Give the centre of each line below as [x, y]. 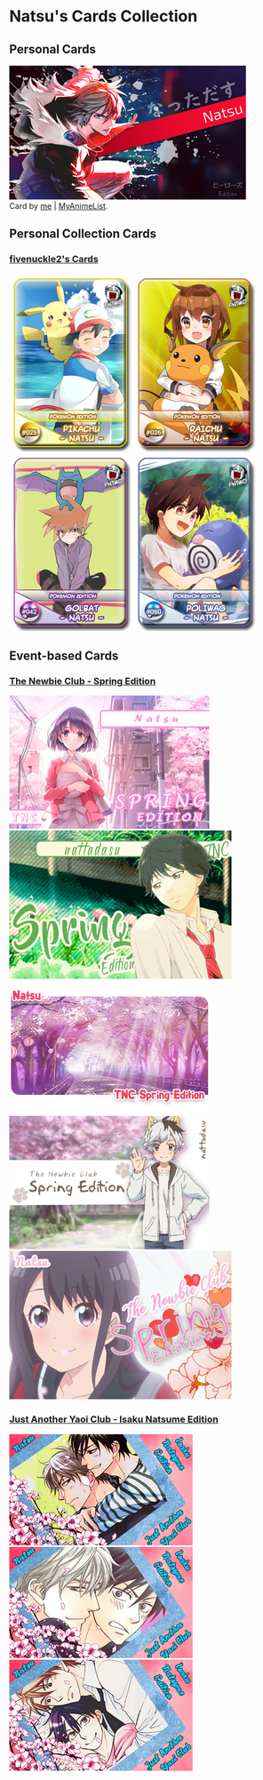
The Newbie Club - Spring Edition [83, 681]
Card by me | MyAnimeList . [59, 206]
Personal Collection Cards [83, 234]
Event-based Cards [64, 656]
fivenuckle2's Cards [54, 259]
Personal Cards [52, 49]
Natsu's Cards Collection [104, 16]
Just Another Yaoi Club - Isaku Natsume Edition [114, 1419]
